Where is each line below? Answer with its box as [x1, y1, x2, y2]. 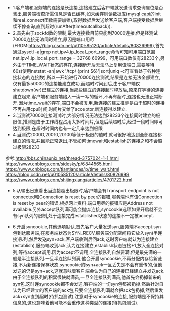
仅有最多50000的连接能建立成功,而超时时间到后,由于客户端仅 [12, 81, 140, 86]
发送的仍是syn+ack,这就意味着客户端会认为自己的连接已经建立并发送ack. [12, 268, 165, 274]
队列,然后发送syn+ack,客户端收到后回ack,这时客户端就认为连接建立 [18, 236, 159, 242]
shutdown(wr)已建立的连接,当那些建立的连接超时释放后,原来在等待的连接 [12, 87, 164, 93]
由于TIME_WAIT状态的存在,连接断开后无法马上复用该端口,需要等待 [17, 61, 155, 68]
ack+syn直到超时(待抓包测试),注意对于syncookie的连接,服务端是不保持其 [12, 294, 164, 299]
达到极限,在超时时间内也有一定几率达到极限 [12, 125, 103, 131]
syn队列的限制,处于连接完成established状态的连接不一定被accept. [17, 213, 154, 219]
